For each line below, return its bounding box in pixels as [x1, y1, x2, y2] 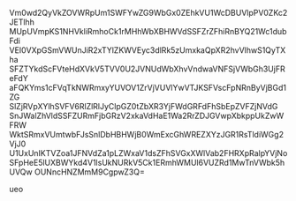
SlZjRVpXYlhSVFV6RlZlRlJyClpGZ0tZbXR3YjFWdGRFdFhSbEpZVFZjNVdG [9, 101, 278, 111]
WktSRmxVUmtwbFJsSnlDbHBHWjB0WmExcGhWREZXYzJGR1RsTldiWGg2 [9, 130, 285, 139]
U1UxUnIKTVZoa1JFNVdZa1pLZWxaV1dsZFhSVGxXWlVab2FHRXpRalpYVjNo [9, 148, 288, 158]
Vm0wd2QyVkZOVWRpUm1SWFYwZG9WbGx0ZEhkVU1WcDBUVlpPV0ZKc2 [9, 8, 288, 18]
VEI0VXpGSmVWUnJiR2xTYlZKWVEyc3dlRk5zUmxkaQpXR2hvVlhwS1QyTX [9, 45, 286, 56]
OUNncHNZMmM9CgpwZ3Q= [34, 167, 146, 177]
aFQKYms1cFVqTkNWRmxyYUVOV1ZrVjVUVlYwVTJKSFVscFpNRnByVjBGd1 [9, 83, 287, 93]
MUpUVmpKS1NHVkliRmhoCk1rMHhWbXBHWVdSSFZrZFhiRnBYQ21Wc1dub [9, 26, 287, 36]
